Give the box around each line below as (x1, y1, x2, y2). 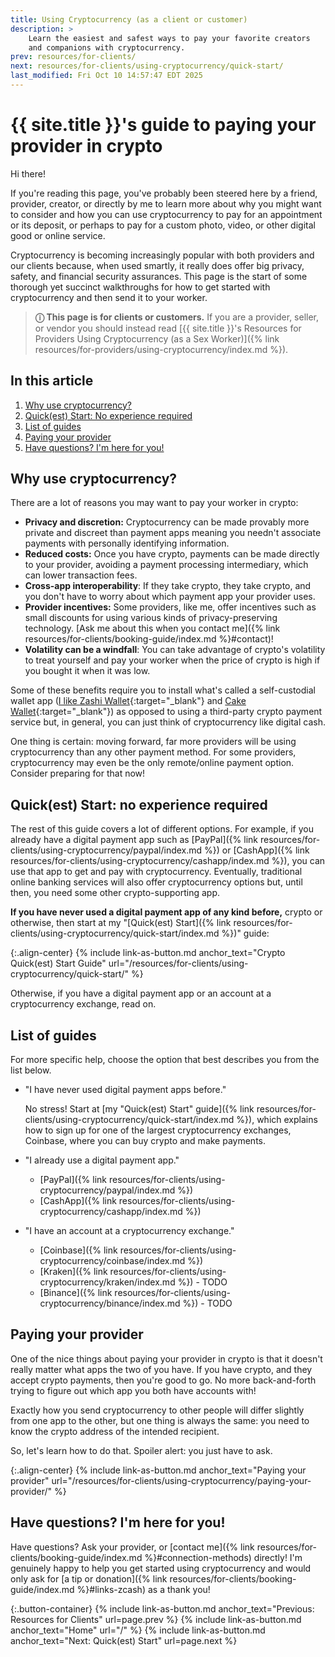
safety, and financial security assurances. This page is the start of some (10, 270, 308, 282)
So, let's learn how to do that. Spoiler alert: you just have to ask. (10, 1444, 273, 1456)
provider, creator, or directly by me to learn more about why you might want (10, 197, 322, 210)
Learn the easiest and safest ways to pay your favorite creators (28, 33, 311, 43)
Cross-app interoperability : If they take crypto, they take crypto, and (24, 580, 312, 592)
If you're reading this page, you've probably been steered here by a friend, (10, 187, 318, 199)
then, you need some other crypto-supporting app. (10, 887, 221, 899)
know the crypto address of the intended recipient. (10, 1425, 220, 1437)
